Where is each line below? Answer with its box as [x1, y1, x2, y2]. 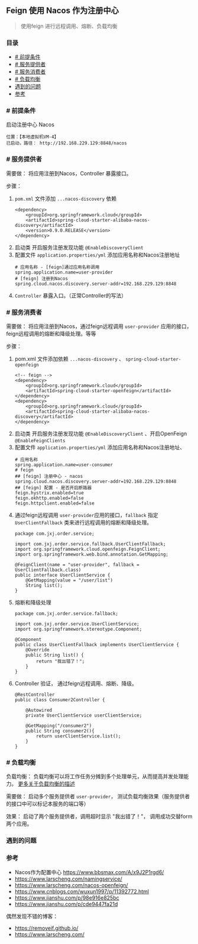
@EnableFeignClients [14, 438, 66, 444]
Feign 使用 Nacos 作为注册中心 [6, 5, 119, 16]
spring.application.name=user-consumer [14, 462, 113, 468]
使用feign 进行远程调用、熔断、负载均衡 [20, 23, 118, 30]
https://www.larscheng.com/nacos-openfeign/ [14, 881, 128, 888]
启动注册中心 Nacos [6, 121, 55, 129]
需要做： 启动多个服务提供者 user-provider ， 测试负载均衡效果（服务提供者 [6, 793, 190, 800]
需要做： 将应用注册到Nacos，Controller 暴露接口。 [6, 169, 132, 176]
